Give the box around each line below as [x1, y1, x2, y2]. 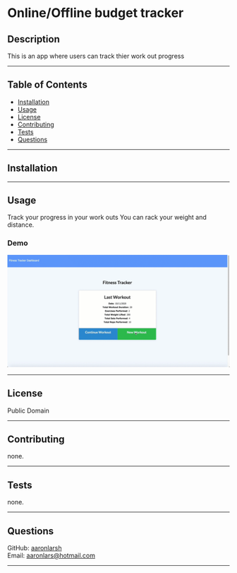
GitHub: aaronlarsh [7, 543, 62, 552]
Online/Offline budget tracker [7, 5, 184, 21]
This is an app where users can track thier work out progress [7, 52, 185, 60]
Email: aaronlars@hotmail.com [7, 551, 96, 560]
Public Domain [7, 406, 49, 415]
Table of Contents [7, 79, 88, 91]
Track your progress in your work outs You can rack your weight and [7, 213, 207, 222]
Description [7, 33, 60, 45]
